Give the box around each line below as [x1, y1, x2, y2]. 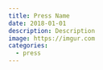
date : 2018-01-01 [8, 19, 67, 27]
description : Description [8, 27, 95, 35]
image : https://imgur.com [8, 34, 95, 43]
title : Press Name [8, 11, 70, 20]
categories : [8, 42, 48, 50]
